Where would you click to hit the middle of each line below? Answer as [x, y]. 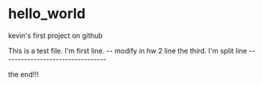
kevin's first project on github [56, 35]
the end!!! [24, 74]
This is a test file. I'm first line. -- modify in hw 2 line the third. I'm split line [127, 50]
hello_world [47, 14]
